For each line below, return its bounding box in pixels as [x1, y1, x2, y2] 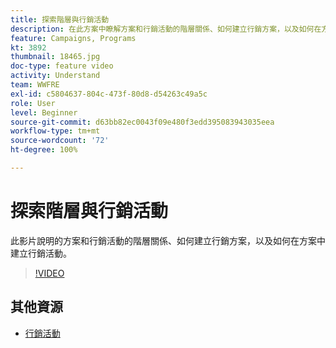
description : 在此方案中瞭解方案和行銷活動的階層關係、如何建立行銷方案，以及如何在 [10, 24, 322, 34]
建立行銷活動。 [10, 247, 72, 259]
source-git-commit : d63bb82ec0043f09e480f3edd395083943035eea [10, 117, 275, 127]
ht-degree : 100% [10, 145, 78, 155]
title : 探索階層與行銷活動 [10, 14, 110, 25]
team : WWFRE [10, 80, 60, 90]
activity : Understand [10, 71, 101, 81]
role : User [10, 98, 56, 108]
